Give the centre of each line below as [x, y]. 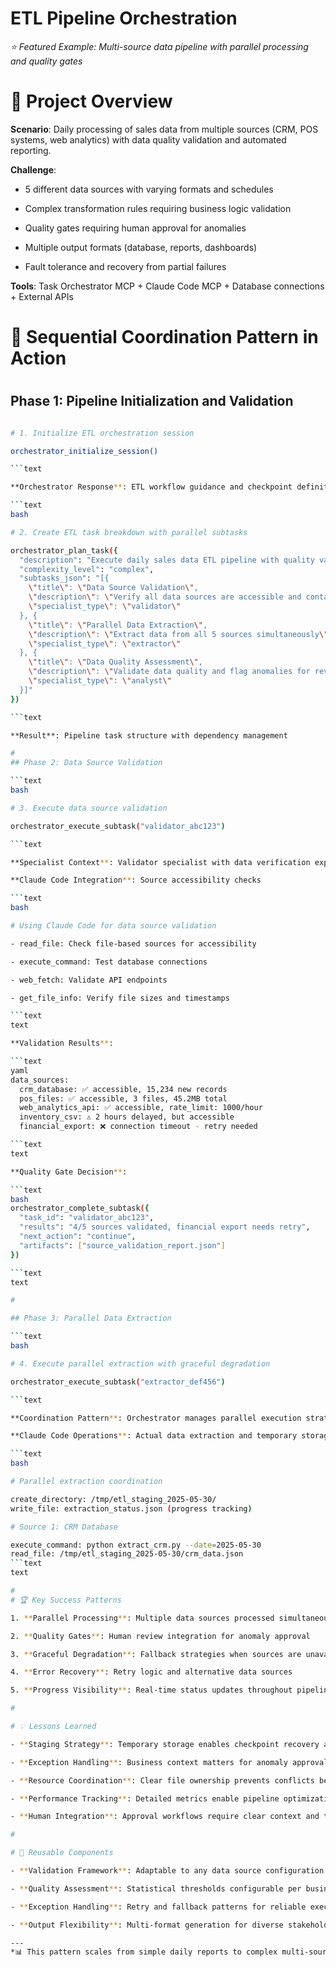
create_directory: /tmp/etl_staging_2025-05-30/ [113, 1499]
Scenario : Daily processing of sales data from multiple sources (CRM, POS [164, 129]
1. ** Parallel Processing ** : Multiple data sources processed [142, 1618]
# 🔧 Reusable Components [62, 1853]
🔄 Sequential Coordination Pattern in [164, 337]
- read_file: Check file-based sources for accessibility [133, 943]
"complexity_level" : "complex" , [87, 569]
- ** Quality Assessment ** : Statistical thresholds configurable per [156, 1888]
